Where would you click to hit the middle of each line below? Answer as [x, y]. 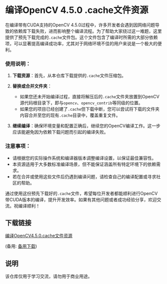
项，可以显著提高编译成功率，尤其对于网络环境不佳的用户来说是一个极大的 [81, 43]
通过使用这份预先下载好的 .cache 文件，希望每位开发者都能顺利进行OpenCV [82, 193]
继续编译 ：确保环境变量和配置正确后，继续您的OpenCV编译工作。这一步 [86, 126]
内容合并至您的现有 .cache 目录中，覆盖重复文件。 [70, 115]
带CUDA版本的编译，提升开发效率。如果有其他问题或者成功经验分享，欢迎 [81, 200]
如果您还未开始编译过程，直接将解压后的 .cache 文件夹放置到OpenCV [90, 97]
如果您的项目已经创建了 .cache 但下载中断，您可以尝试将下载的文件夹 [90, 109]
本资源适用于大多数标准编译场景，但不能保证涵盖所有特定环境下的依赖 [84, 164]
